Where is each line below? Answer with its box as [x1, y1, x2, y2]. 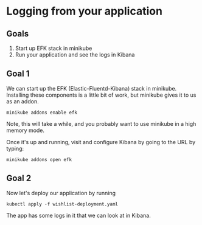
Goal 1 [6, 69, 30, 79]
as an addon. [6, 97, 39, 105]
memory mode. [6, 126, 44, 134]
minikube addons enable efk [6, 109, 78, 116]
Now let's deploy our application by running [6, 189, 116, 196]
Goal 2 [6, 173, 32, 184]
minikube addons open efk [6, 156, 72, 162]
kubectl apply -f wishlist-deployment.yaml [6, 201, 119, 207]
